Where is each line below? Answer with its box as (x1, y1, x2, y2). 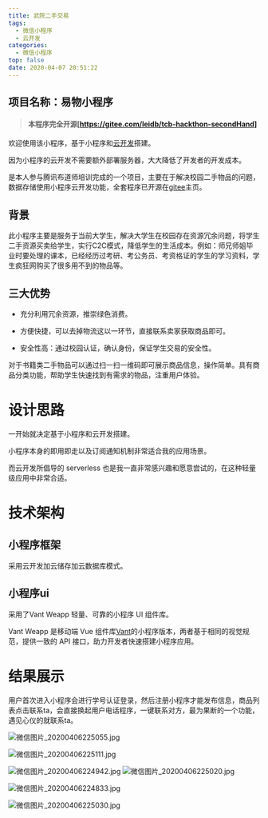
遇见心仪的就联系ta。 (8, 715, 78, 724)
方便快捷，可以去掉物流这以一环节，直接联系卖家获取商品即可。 (19, 325, 230, 336)
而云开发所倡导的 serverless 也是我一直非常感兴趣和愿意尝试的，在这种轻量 (8, 463, 257, 473)
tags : (8, 19, 26, 27)
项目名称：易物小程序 (8, 95, 113, 109)
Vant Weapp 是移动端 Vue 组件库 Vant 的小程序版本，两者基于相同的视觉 (8, 626, 243, 636)
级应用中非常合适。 (8, 473, 72, 482)
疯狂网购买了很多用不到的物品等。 (14, 261, 128, 270)
